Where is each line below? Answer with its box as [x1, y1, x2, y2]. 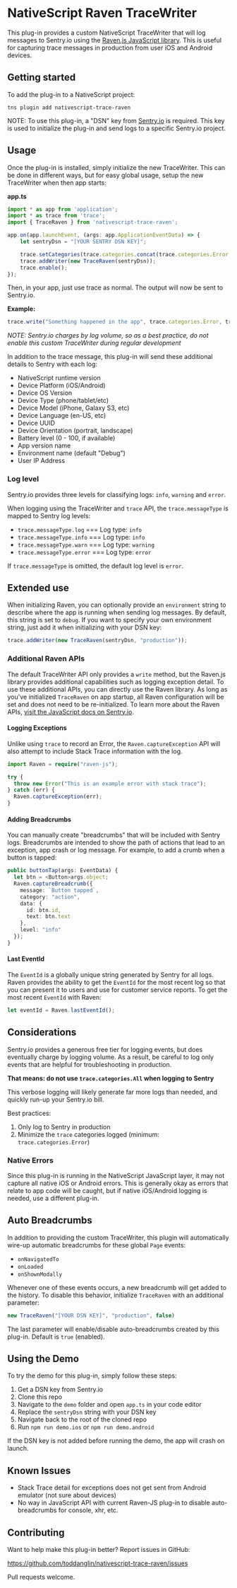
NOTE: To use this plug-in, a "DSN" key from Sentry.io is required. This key [7, 116, 225, 125]
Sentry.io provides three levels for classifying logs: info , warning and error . [7, 490, 226, 498]
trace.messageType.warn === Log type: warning [17, 540, 155, 549]
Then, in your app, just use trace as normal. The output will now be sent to [7, 283, 224, 292]
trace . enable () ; [20, 264, 68, 271]
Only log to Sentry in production [17, 1122, 111, 1131]
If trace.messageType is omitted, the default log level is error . [7, 561, 184, 570]
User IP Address [17, 457, 66, 465]
